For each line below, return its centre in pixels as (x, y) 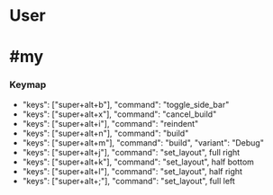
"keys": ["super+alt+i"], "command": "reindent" (110, 123)
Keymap (28, 84)
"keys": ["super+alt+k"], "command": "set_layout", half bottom (138, 162)
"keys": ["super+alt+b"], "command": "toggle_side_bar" (126, 104)
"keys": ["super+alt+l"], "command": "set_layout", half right (132, 171)
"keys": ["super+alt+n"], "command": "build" (105, 133)
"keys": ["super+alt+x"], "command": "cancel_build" (119, 114)
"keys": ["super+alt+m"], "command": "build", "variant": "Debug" (143, 142)
